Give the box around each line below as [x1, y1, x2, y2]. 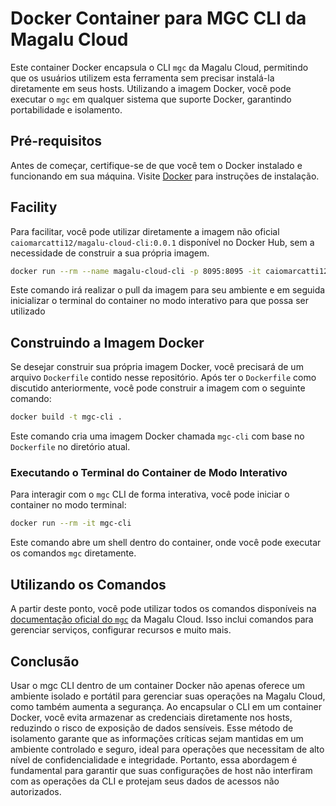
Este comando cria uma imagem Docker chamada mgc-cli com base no [10, 430, 305, 442]
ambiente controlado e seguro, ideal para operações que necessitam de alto [10, 743, 325, 755]
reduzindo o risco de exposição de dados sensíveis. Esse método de [10, 722, 294, 734]
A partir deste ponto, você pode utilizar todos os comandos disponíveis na [10, 603, 317, 615]
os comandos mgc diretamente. [10, 547, 137, 559]
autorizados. [10, 785, 62, 797]
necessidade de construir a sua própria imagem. [10, 247, 210, 259]
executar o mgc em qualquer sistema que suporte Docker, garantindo [10, 93, 292, 105]
